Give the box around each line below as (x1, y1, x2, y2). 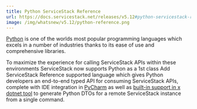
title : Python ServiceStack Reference (6, 8, 101, 15)
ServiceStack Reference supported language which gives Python (6, 71, 164, 79)
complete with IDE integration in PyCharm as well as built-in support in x (6, 84, 181, 91)
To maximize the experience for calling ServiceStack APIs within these (6, 59, 176, 66)
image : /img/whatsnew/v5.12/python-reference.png (6, 19, 130, 25)
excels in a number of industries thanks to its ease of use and (6, 41, 155, 48)
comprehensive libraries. (6, 48, 66, 55)
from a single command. (6, 96, 65, 103)
